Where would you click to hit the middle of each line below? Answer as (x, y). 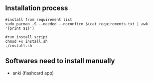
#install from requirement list (39, 19)
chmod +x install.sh (27, 41)
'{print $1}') (20, 28)
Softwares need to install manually (60, 61)
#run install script (27, 37)
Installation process (37, 8)
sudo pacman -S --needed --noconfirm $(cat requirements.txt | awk (77, 24)
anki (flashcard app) (33, 73)
